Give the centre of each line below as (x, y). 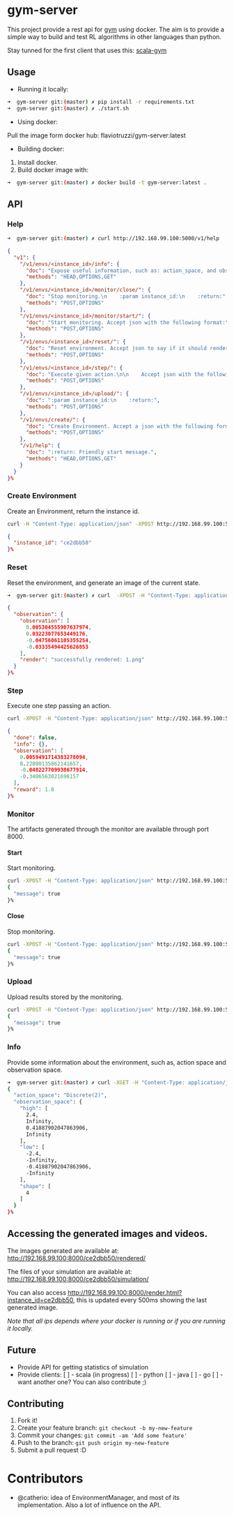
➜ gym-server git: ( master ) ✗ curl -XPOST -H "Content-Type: (99, 595)
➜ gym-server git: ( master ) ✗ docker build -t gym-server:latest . (107, 182)
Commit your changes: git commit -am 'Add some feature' (102, 1435)
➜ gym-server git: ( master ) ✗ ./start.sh (68, 108)
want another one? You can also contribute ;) (82, 1382)
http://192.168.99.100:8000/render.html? (125, 1292)
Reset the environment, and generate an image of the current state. (104, 583)
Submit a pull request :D (52, 1450)
